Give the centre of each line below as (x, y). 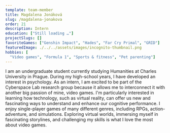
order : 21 (16, 24)
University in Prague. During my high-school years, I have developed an (80, 77)
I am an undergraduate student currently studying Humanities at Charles (81, 71)
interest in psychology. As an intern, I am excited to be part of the (74, 82)
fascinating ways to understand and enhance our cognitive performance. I (83, 104)
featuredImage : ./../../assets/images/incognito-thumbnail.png (74, 48)
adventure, (16, 114)
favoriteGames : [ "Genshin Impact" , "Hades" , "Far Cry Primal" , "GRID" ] (82, 43)
